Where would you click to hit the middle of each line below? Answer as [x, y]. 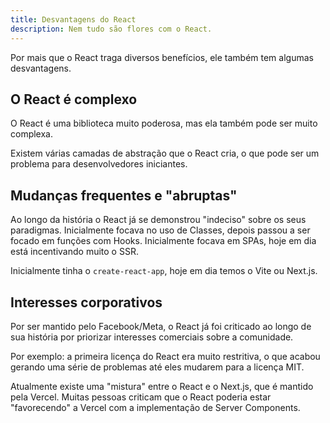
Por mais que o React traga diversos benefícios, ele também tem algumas [162, 57]
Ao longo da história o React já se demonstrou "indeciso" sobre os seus [158, 220]
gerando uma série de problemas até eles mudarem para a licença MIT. [157, 367]
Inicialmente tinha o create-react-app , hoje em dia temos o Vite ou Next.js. [164, 271]
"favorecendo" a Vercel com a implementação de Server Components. [155, 407]
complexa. [32, 134]
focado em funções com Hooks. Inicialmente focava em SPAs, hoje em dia [163, 241]
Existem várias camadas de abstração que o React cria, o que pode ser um [165, 153]
